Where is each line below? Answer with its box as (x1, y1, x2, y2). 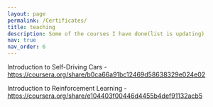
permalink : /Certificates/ (7, 17, 87, 24)
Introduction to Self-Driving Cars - (7, 63, 108, 71)
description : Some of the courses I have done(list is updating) (7, 30, 204, 38)
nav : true (7, 37, 37, 44)
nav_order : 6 (7, 43, 46, 50)
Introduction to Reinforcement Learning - (7, 84, 127, 92)
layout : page (7, 10, 46, 18)
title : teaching (7, 23, 55, 30)
